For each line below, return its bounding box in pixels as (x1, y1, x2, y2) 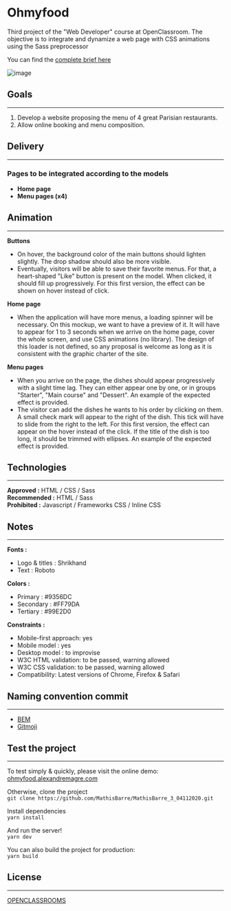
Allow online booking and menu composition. (16, 120, 145, 128)
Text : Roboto (16, 566, 55, 574)
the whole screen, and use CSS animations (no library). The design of (16, 335, 214, 343)
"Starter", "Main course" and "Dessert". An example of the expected (16, 390, 211, 399)
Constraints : (7, 620, 45, 629)
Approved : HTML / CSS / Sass (7, 486, 96, 495)
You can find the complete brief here (7, 55, 111, 63)
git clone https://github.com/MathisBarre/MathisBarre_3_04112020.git (7, 795, 214, 802)
